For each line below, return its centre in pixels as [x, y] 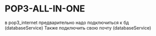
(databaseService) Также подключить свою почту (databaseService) [78, 27]
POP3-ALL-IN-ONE [45, 9]
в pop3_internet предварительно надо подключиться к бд [67, 22]
